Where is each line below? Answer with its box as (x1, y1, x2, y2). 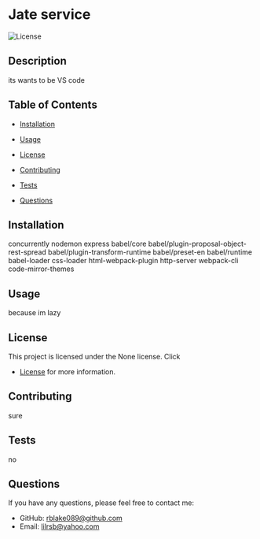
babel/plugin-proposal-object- (148, 239, 247, 249)
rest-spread (8, 247, 47, 257)
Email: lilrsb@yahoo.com (19, 522, 100, 531)
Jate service (8, 6, 91, 24)
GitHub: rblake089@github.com (19, 514, 123, 523)
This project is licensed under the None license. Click (8, 352, 181, 361)
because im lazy (8, 308, 61, 318)
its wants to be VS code (8, 75, 85, 84)
